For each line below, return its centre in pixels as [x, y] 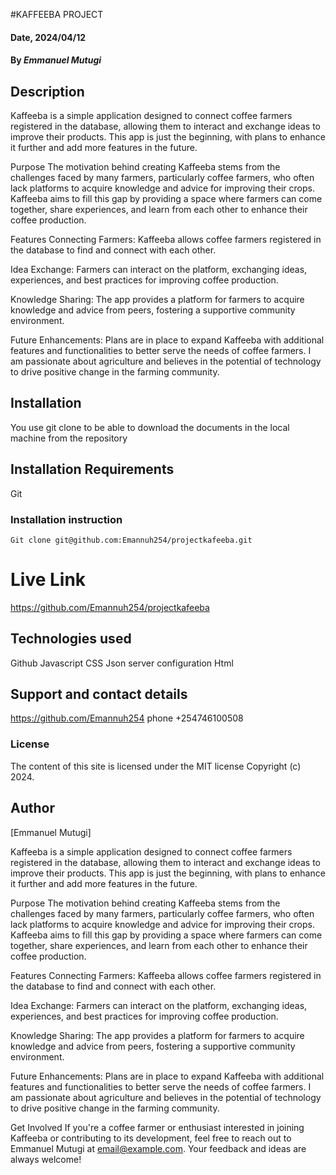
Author [32, 808]
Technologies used [71, 639]
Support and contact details [99, 694]
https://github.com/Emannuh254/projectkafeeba [110, 607]
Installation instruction [66, 519]
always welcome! [46, 1159]
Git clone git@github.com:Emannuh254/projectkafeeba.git [131, 540]
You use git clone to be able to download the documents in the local [150, 427]
